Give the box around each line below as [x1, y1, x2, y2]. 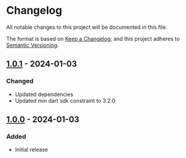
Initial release [14, 146, 48, 153]
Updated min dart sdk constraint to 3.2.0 [14, 97, 116, 104]
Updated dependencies [14, 91, 74, 98]
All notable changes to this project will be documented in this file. [6, 23, 168, 31]
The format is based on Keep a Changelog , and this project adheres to [6, 35, 180, 42]
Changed [6, 77, 34, 85]
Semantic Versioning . [6, 41, 59, 49]
